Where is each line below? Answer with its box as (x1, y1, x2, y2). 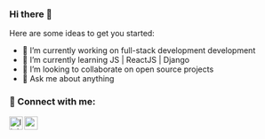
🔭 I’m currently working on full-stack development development (21, 45, 256, 56)
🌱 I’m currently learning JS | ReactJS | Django (21, 55, 189, 66)
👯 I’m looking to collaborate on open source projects (21, 64, 214, 74)
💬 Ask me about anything (21, 73, 115, 84)
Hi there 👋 (9, 8, 53, 20)
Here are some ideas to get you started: (9, 28, 156, 39)
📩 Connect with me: (9, 96, 96, 108)
